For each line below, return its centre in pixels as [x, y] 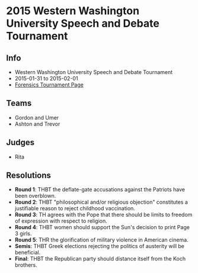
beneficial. [28, 252]
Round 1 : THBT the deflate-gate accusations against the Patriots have [100, 190]
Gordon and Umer [37, 117]
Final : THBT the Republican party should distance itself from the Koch [100, 259]
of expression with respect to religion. [61, 221]
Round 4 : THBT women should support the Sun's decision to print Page [102, 227]
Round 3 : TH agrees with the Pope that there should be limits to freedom [103, 215]
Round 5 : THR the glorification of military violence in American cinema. [101, 240]
